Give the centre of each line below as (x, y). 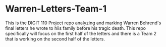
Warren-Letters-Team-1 (56, 9)
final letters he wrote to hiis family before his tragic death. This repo (76, 28)
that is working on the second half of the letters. (55, 39)
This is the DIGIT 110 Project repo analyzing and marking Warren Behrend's (83, 23)
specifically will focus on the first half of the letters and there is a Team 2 (81, 33)
